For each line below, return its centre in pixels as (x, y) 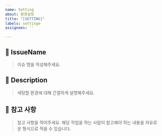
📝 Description (26, 80)
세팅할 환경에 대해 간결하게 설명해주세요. (56, 93)
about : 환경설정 (20, 14)
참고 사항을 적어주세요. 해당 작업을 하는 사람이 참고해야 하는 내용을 (81, 122)
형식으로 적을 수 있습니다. (47, 129)
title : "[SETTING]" (25, 19)
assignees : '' (20, 28)
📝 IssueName (26, 52)
